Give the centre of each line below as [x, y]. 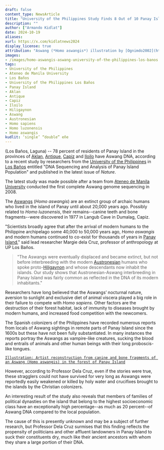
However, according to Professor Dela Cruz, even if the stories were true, [79, 371]
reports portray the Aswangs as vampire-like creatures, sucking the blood [79, 338]
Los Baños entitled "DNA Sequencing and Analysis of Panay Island [72, 167]
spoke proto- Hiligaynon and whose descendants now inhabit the [82, 267]
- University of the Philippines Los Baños [50, 82]
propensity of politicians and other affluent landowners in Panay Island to [79, 432]
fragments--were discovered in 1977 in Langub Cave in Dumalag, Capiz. [77, 217]
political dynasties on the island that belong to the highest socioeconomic [79, 401]
